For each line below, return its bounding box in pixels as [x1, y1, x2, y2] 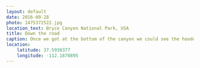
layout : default [6, 8, 46, 15]
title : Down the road [6, 31, 60, 37]
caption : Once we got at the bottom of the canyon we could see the [6, 36, 180, 42]
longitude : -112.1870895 [17, 53, 79, 59]
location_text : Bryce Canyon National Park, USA [6, 25, 129, 31]
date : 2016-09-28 [6, 14, 49, 20]
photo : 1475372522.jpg [6, 20, 62, 25]
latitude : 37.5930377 [17, 47, 70, 53]
